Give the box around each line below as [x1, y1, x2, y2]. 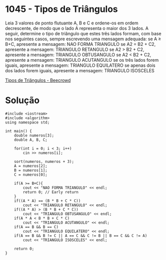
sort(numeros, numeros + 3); [14, 159, 74, 164]
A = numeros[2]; [14, 163, 48, 168]
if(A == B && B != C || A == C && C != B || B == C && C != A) [14, 233, 148, 238]
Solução [5, 95, 40, 106]
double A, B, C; [14, 137, 48, 142]
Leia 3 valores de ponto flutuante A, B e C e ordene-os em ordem [5, 20, 139, 26]
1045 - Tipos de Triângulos [5, 3, 118, 15]
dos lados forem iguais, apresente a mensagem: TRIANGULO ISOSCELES [5, 67, 155, 73]
